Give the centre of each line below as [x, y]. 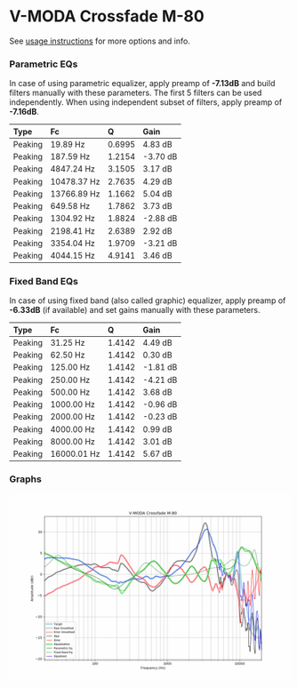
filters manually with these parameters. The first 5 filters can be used [136, 93]
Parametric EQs [44, 64]
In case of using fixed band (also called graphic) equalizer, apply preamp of [148, 300]
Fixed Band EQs [44, 281]
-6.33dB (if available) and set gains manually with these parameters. [135, 310]
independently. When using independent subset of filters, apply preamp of [146, 102]
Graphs [25, 479]
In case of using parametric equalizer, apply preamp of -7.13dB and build [142, 84]
